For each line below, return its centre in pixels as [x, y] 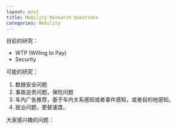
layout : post [23, 12]
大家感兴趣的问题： [30, 120]
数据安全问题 [31, 84]
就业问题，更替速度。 [41, 107]
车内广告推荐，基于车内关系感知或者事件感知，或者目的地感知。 [94, 99]
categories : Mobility [34, 23]
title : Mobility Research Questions [52, 17]
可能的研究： [22, 72]
